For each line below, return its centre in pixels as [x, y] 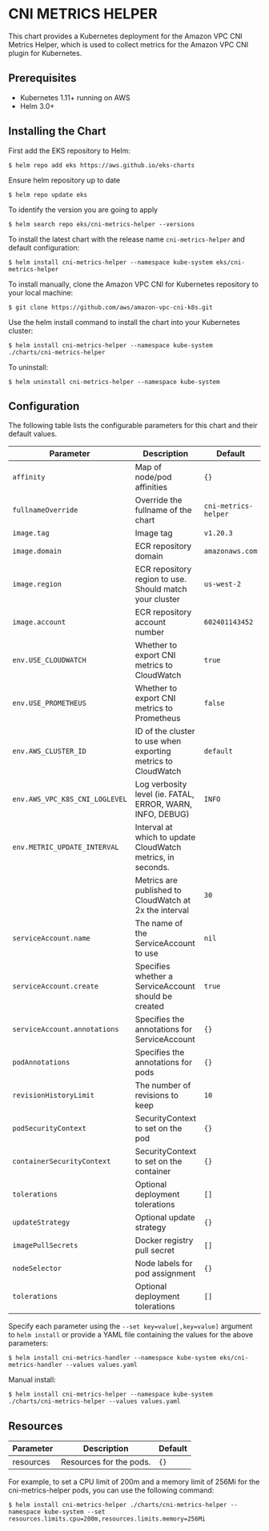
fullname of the [163, 511]
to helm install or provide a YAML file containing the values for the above [131, 1335]
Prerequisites [42, 78]
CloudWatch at [163, 900]
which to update [165, 837]
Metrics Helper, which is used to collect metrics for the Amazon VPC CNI [128, 44]
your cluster [157, 599]
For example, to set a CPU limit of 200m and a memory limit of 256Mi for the [134, 1482]
